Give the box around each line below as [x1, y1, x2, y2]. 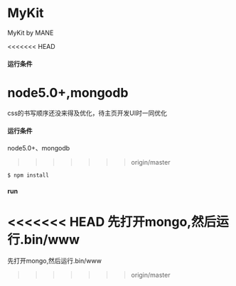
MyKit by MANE [7, 28, 54, 37]
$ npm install [7, 172, 50, 179]
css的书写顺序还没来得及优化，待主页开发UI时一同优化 [7, 109, 167, 118]
